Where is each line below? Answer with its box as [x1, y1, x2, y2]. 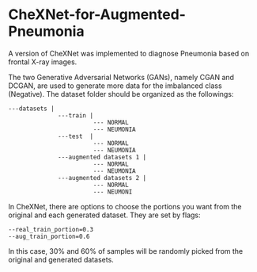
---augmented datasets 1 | [58, 153, 147, 161]
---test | [58, 132, 93, 140]
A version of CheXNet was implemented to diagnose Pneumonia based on [8, 48, 250, 58]
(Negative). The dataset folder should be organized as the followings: [8, 89, 234, 98]
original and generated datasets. [8, 255, 115, 264]
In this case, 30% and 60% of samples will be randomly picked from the [8, 246, 244, 255]
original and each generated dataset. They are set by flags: [8, 210, 201, 220]
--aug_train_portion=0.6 [8, 232, 90, 240]
